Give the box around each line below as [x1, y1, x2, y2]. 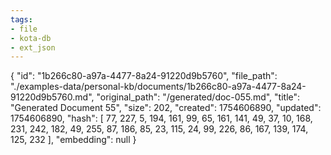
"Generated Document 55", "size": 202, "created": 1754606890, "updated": [10, 102, 322, 114]
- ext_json [10, 42, 56, 53]
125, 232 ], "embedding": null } [10, 134, 137, 146]
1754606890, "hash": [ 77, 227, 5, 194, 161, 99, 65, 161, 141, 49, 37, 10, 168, [10, 112, 313, 125]
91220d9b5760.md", [10, 91, 95, 103]
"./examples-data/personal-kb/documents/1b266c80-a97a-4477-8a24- [10, 81, 307, 93]
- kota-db [10, 33, 52, 43]
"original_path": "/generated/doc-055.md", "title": [96, 91, 301, 103]
